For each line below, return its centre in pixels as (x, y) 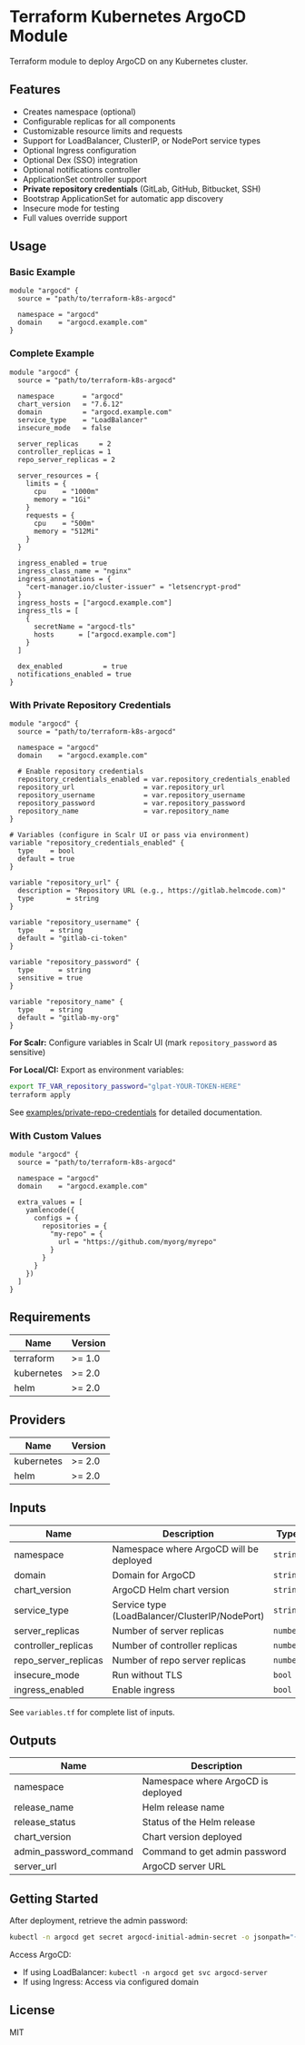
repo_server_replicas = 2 (67, 459)
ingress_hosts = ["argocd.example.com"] (95, 603)
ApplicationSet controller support (84, 179)
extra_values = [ (50, 1202)
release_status (45, 1823)
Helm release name (183, 1807)
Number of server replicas (168, 1630)
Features (35, 89)
